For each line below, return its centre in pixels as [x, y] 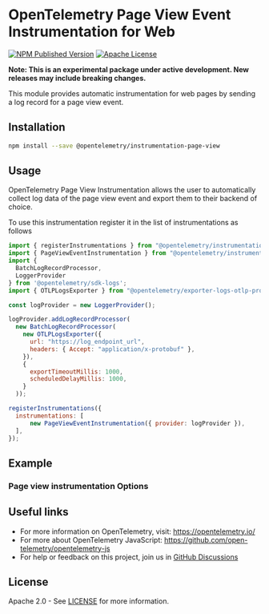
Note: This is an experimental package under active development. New [129, 69]
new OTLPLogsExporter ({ [62, 334]
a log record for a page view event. [66, 102]
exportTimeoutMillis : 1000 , [76, 372]
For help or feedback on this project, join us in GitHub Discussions [129, 557]
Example [30, 463]
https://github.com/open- [206, 539]
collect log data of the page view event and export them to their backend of [133, 199]
